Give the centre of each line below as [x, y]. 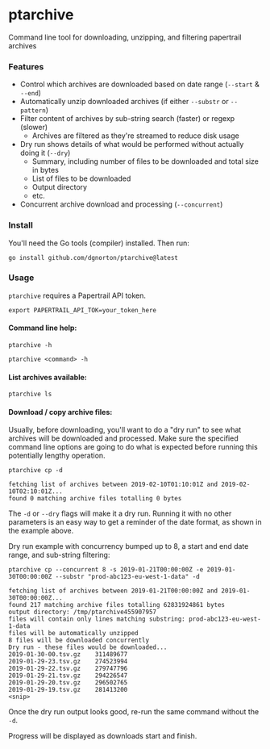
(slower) [34, 128]
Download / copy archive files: [60, 412]
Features [26, 66]
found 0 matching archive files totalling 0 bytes [95, 499]
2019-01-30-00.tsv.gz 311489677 [68, 655]
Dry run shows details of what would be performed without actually [132, 144]
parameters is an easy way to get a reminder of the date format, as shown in [135, 522]
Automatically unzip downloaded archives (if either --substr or [124, 102]
